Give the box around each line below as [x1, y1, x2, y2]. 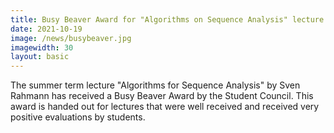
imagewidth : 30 [10, 42, 74, 53]
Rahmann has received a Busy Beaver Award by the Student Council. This [10, 90, 314, 102]
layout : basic [10, 52, 70, 62]
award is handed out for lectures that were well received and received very [10, 101, 320, 113]
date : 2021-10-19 [10, 24, 83, 34]
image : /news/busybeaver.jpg [10, 33, 132, 43]
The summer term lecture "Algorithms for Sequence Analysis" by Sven [10, 79, 301, 91]
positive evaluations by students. [10, 111, 146, 123]
